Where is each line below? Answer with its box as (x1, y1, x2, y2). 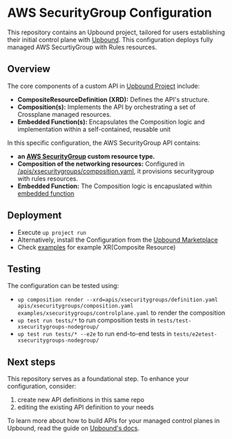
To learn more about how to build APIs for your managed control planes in (7, 417, 220, 425)
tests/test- (157, 317, 192, 324)
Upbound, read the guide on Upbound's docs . (7, 424, 140, 433)
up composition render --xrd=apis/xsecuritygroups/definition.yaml (17, 296, 218, 303)
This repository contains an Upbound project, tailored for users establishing (7, 28, 225, 36)
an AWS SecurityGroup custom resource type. (17, 152, 155, 160)
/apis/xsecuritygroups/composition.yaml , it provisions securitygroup (17, 166, 215, 175)
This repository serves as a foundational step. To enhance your (7, 375, 189, 383)
